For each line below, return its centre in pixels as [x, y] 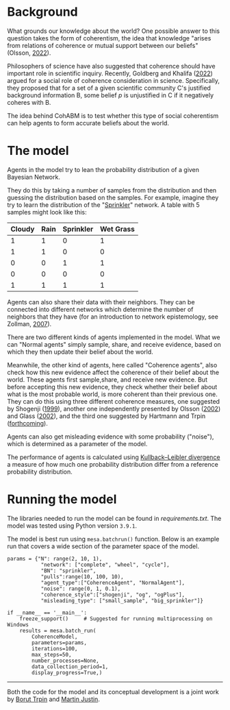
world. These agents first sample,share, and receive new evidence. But [107, 379]
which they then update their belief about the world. [80, 352]
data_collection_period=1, [70, 666]
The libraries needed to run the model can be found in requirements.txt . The [114, 518]
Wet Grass [117, 229]
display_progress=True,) [67, 672]
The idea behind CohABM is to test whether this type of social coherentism [113, 115]
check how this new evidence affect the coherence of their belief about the [113, 372]
